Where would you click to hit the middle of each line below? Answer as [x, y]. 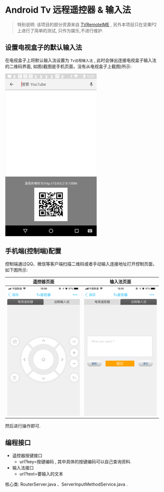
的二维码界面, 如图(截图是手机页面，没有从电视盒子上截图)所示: [68, 66]
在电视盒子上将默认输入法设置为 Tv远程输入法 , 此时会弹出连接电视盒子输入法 [81, 60]
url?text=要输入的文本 [41, 474]
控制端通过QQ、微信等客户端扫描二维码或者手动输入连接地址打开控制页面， [81, 264]
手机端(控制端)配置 [33, 251]
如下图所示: [17, 270]
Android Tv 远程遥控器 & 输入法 [68, 10]
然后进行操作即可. [23, 425]
